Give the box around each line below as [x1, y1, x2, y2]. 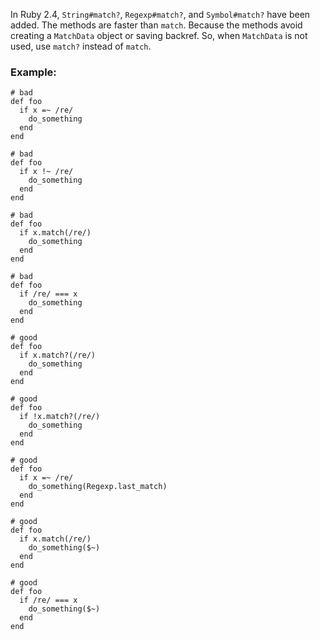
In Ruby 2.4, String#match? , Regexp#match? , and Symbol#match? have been [10, 9, 311, 20]
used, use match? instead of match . [10, 40, 152, 52]
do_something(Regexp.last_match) [28, 482, 168, 492]
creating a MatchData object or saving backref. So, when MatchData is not [10, 30, 308, 41]
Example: [10, 65, 57, 79]
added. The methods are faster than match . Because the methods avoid [10, 19, 303, 31]
